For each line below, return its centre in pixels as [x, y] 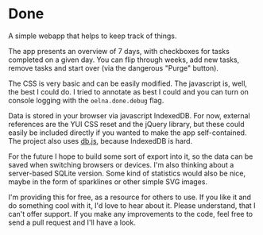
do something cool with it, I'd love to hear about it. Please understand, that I [132, 205]
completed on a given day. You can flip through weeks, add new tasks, [124, 60]
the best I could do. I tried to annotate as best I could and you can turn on [128, 91]
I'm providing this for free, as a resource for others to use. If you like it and [130, 197]
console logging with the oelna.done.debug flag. [86, 100]
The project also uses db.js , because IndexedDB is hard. [101, 141]
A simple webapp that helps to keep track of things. [93, 36]
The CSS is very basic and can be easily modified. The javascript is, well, [128, 83]
